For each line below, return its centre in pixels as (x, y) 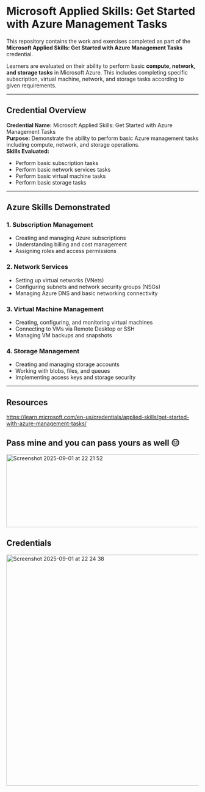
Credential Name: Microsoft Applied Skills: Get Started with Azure (89, 125)
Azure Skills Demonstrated (58, 207)
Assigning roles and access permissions (66, 251)
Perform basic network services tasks (63, 169)
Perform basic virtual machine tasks (60, 176)
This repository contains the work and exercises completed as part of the (99, 41)
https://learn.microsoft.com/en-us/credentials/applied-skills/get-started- (98, 417)
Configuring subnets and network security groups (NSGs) (88, 287)
